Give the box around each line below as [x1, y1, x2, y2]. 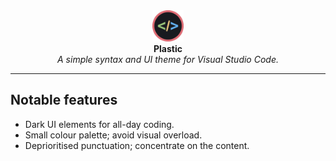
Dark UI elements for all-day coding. [24, 118, 175, 130]
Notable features [10, 92, 118, 109]
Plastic [153, 43, 183, 54]
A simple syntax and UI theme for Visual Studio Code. [57, 54, 279, 65]
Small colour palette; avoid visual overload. [24, 129, 203, 141]
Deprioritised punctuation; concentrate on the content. [24, 139, 250, 151]
